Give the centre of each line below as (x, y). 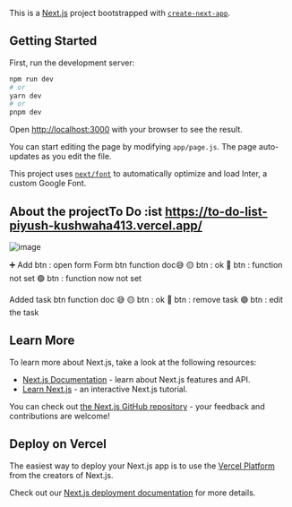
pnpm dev (26, 112)
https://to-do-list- (216, 211)
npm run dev (31, 79)
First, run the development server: (72, 63)
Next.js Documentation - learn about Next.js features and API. (136, 379)
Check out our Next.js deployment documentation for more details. (133, 493)
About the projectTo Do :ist (86, 211)
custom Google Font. (48, 184)
